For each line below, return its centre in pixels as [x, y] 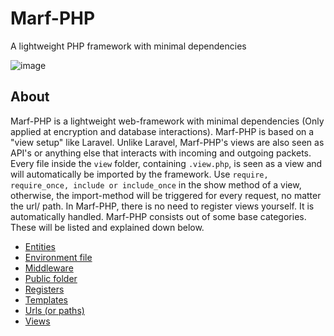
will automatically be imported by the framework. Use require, [139, 174]
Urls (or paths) [54, 310]
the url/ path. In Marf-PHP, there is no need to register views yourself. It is [162, 206]
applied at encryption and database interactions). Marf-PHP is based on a [162, 131]
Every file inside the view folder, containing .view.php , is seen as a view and [166, 163]
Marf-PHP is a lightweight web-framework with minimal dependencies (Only [167, 121]
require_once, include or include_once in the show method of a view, [156, 184]
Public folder [51, 278]
